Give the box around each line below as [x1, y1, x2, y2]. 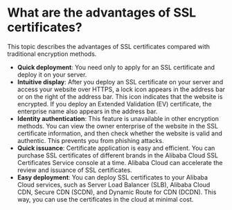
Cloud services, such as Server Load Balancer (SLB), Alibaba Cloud [17, 180, 211, 189]
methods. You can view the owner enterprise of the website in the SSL [17, 122, 218, 130]
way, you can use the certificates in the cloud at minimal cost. [17, 195, 194, 203]
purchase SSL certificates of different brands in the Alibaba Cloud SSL [17, 151, 218, 160]
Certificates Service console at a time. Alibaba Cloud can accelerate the [17, 158, 223, 166]
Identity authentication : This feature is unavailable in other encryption [17, 114, 220, 122]
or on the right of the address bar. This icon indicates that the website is [17, 92, 223, 101]
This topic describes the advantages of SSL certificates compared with [7, 42, 210, 50]
